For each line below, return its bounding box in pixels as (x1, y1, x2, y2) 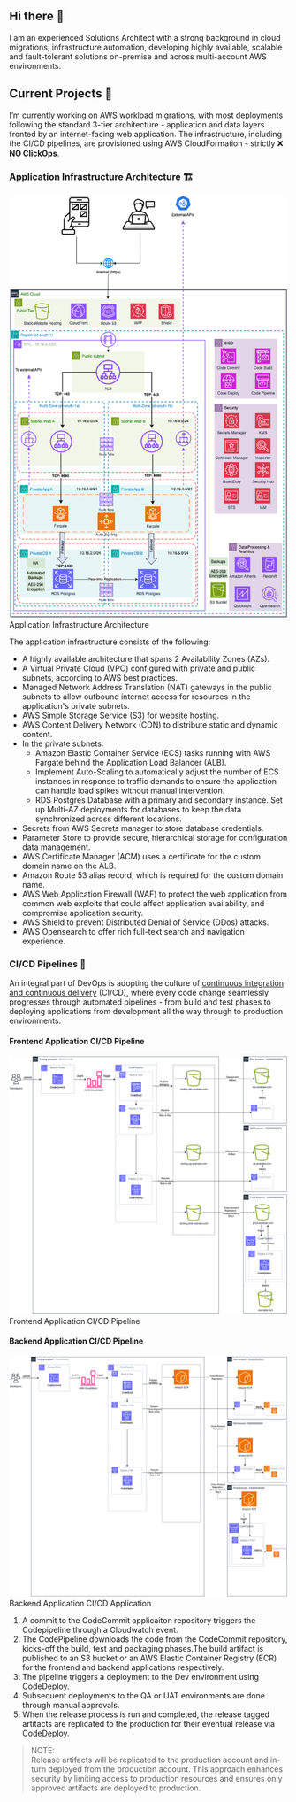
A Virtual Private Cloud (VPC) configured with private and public (21, 663, 256, 674)
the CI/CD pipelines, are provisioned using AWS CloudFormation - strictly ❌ (9, 138, 284, 149)
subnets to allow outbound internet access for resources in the (21, 691, 251, 702)
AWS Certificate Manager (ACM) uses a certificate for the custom (21, 851, 261, 861)
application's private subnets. (21, 700, 130, 711)
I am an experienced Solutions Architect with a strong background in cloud (9, 32, 281, 42)
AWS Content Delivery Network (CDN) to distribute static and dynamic (21, 719, 278, 730)
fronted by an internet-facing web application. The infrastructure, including (9, 128, 283, 139)
